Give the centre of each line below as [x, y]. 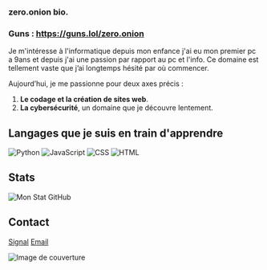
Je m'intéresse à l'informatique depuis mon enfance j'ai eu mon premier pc [132, 51]
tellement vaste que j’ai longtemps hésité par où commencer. [109, 68]
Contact [29, 222]
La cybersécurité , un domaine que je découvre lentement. [117, 108]
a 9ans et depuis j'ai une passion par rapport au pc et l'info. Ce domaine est [133, 59]
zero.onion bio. [38, 12]
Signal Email [28, 241]
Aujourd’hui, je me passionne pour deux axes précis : [96, 84]
